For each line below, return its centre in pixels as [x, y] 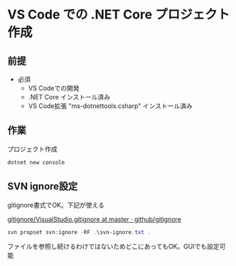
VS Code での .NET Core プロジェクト [119, 15]
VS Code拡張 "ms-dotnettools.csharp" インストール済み [111, 106]
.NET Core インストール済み [69, 97]
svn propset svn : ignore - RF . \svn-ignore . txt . [79, 232]
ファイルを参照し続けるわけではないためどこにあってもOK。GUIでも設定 [113, 247]
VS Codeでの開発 [54, 88]
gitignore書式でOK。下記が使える [56, 205]
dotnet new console [36, 162]
